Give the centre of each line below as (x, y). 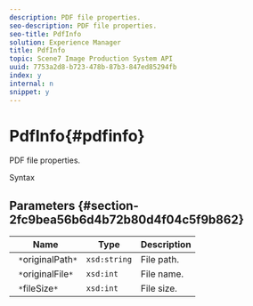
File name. (162, 274)
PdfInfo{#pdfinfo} (77, 136)
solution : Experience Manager (65, 42)
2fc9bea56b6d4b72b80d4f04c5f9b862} (127, 219)
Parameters (42, 205)
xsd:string (109, 260)
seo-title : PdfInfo (45, 34)
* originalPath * (48, 260)
